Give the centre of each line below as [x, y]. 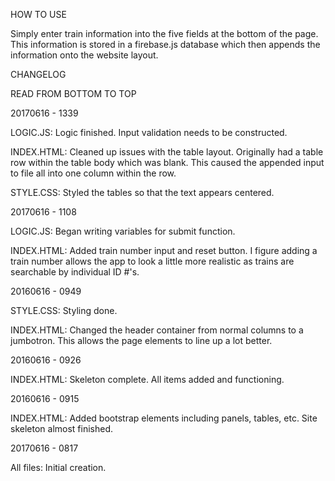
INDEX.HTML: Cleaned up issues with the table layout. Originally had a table [167, 152]
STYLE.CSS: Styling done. [64, 310]
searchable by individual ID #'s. [75, 272]
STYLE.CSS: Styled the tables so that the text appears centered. [142, 192]
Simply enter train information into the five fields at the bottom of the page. [164, 33]
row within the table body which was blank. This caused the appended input [167, 162]
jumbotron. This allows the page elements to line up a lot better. [141, 340]
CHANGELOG [38, 74]
